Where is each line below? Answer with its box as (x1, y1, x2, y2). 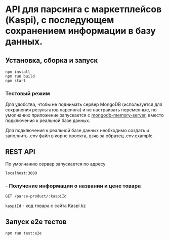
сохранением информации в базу (5, 25, 156, 36)
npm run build (5, 74, 35, 79)
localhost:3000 (5, 171, 37, 176)
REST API (5, 147, 35, 156)
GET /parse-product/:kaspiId (5, 194, 67, 199)
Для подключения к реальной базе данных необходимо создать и (5, 128, 149, 134)
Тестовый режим (5, 90, 51, 97)
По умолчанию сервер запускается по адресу (5, 161, 106, 167)
